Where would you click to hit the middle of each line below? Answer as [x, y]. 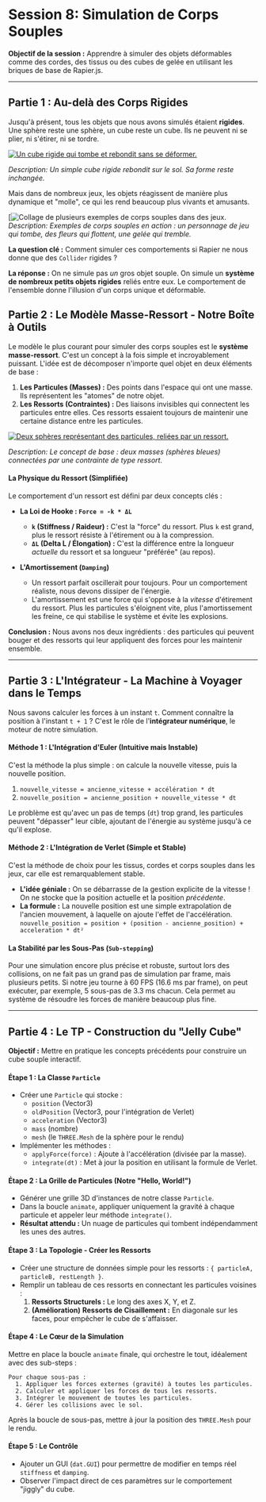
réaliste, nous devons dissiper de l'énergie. [101, 591]
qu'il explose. [30, 829]
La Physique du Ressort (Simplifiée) [68, 478]
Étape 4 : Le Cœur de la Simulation [66, 1337]
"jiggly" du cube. [47, 1489]
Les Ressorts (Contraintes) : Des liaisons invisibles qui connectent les [135, 404]
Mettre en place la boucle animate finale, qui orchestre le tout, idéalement [128, 1354]
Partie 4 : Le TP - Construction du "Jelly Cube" [125, 1032]
